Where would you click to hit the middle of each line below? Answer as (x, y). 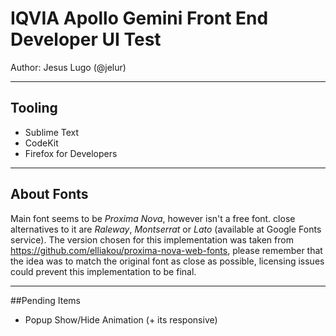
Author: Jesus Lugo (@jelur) (68, 67)
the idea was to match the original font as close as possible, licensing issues (167, 261)
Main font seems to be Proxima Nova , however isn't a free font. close (153, 218)
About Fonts (49, 194)
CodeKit (41, 143)
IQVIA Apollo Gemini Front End (139, 18)
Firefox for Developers (71, 153)
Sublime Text (52, 132)
